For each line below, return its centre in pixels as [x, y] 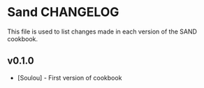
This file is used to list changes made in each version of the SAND [102, 31]
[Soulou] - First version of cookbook [70, 78]
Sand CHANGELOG [63, 12]
